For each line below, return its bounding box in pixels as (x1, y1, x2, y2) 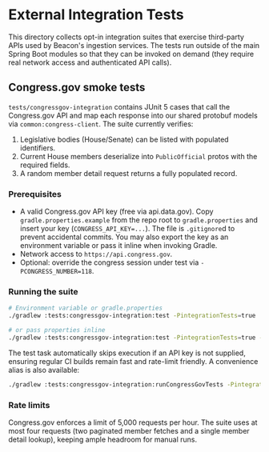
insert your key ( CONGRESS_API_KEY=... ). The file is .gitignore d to (19, 224, 235, 234)
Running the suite (8, 286, 78, 297)
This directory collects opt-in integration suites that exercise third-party (8, 32, 244, 42)
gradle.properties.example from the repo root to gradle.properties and (19, 215, 259, 225)
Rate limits (8, 399, 50, 410)
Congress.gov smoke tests (8, 81, 146, 94)
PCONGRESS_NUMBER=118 (19, 268, 92, 276)
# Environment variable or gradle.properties (8, 304, 163, 313)
